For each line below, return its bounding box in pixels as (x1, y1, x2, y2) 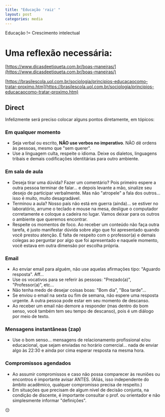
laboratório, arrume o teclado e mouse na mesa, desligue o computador (12, 206, 159, 212)
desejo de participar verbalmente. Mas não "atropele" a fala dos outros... (12, 190, 161, 196)
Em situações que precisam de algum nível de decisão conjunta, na (12, 387, 149, 393)
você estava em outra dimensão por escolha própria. (12, 242, 120, 248)
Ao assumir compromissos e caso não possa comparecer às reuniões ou (12, 371, 160, 377)
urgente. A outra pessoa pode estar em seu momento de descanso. (12, 298, 150, 304)
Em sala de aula (5, 168, 43, 175)
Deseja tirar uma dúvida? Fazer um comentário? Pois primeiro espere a (12, 179, 156, 185)
